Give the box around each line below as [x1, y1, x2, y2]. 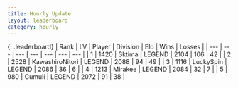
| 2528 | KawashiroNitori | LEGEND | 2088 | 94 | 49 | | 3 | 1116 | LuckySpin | [7, 58, 227, 66]
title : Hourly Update [7, 10, 72, 18]
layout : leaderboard [7, 17, 69, 24]
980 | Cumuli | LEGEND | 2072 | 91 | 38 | [7, 73, 126, 81]
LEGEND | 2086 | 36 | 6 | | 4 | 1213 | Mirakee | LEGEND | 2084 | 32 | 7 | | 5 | [7, 65, 228, 74]
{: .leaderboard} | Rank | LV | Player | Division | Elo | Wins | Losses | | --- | [7, 43, 222, 51]
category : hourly [7, 23, 59, 30]
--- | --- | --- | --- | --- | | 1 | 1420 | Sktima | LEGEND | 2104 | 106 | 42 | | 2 [15, 50, 232, 58]
